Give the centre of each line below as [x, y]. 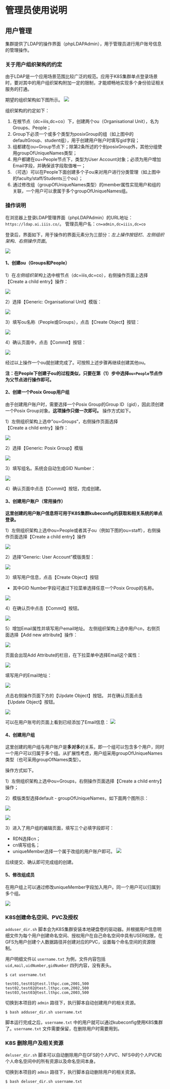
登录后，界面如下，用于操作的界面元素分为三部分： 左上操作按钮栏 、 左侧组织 [85, 235]
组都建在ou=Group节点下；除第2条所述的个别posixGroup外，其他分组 [85, 147]
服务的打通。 [18, 89]
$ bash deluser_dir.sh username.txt [44, 1082]
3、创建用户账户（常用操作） [36, 501]
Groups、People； [32, 128]
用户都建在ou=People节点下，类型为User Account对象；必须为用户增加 [87, 160]
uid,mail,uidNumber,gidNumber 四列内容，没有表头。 [60, 965]
